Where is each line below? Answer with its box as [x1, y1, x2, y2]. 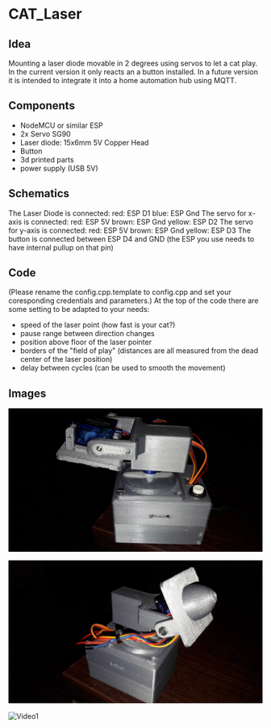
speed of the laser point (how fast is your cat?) [19, 320, 176, 330]
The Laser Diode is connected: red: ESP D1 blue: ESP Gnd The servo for [8, 208, 247, 218]
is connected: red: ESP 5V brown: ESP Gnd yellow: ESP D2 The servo [23, 217, 254, 226]
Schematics [8, 187, 70, 200]
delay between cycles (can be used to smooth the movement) [19, 363, 226, 372]
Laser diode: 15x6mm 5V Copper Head [19, 137, 149, 147]
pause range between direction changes [19, 329, 155, 339]
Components [8, 99, 75, 113]
